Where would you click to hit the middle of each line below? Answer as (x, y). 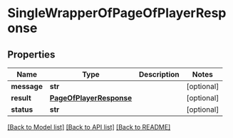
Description (159, 74)
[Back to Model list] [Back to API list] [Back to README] (89, 127)
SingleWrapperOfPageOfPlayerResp (117, 13)
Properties (31, 54)
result (21, 98)
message (27, 86)
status (22, 110)
